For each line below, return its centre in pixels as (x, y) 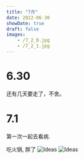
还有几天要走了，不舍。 (35, 94)
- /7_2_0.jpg (34, 40)
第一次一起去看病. (28, 136)
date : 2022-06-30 (28, 18)
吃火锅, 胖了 (21, 149)
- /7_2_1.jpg (34, 46)
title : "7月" (22, 12)
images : (16, 35)
